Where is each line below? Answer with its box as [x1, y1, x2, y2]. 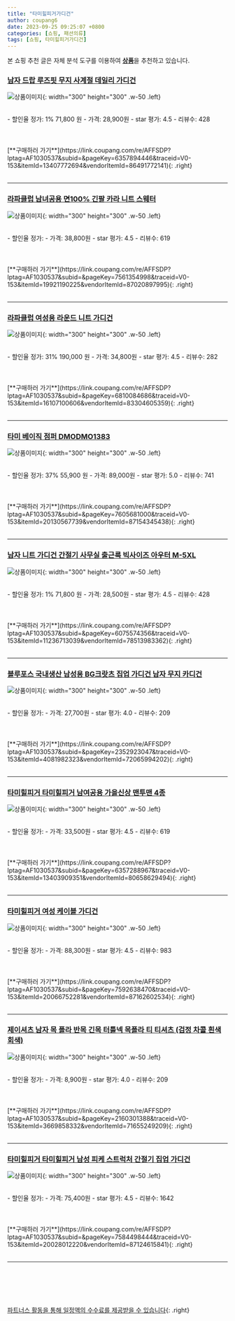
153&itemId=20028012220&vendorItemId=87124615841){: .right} [7, 1240, 194, 1249]
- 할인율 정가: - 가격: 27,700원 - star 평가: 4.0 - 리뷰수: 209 [7, 708, 171, 717]
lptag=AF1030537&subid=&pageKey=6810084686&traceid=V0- [7, 391, 191, 400]
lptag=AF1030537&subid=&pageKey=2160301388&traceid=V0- [7, 1114, 189, 1122]
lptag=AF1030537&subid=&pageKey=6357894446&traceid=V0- [7, 154, 192, 162]
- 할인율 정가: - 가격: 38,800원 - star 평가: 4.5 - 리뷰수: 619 [7, 234, 171, 242]
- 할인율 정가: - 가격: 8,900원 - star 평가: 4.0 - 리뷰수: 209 [7, 1075, 169, 1084]
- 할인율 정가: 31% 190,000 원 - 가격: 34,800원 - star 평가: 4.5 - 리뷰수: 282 [7, 353, 218, 361]
